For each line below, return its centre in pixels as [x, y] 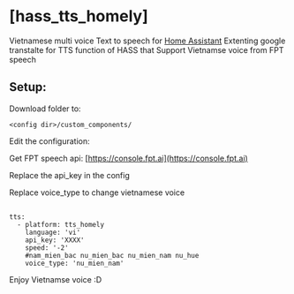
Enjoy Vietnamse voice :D [56, 280]
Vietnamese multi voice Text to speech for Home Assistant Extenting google [147, 41]
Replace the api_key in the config [69, 175]
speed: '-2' [47, 248]
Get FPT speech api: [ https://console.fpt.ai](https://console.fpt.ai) [129, 158]
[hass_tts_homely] [79, 16]
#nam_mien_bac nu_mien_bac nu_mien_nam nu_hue [112, 256]
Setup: [28, 87]
